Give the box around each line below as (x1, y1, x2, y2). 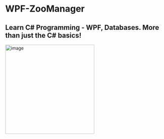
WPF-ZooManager (5, 3, 85, 15)
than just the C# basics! (5, 31, 82, 39)
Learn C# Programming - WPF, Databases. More (5, 23, 159, 32)
